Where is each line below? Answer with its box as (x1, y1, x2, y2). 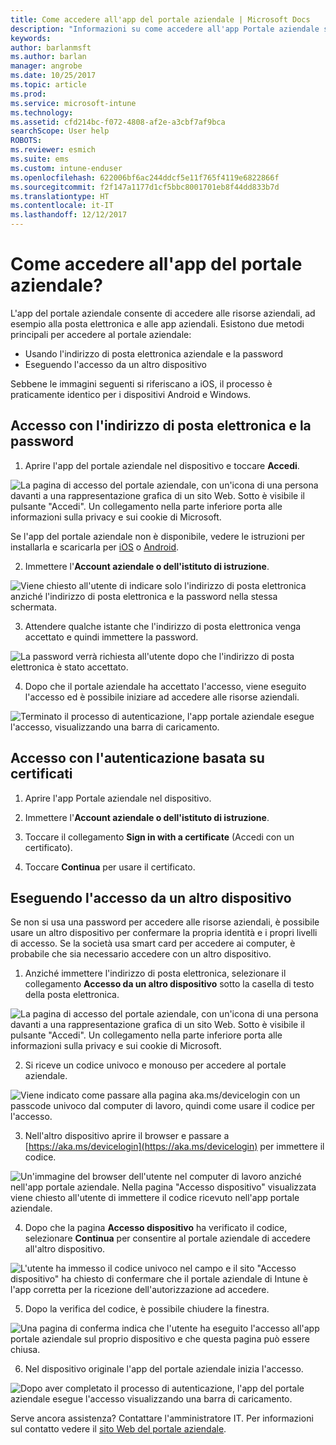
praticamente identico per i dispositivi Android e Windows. (10, 388, 252, 400)
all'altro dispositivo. (24, 1243, 106, 1255)
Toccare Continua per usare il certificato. (24, 861, 196, 873)
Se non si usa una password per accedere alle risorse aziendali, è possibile (10, 916, 320, 928)
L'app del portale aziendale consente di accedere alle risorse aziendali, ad (10, 307, 316, 319)
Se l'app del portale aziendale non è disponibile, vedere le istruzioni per (10, 530, 306, 542)
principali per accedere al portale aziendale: (10, 328, 192, 340)
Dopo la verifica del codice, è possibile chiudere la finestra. (24, 1303, 270, 1315)
